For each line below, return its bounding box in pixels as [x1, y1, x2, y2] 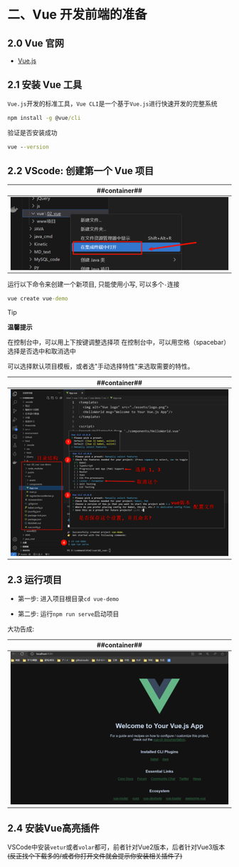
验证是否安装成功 [7, 128, 58, 136]
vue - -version [7, 143, 50, 151]
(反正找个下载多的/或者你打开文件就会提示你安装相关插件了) [7, 851, 183, 860]
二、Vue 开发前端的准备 [7, 6, 147, 23]
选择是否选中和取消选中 [7, 347, 76, 355]
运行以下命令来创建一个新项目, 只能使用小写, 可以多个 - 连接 [7, 280, 180, 289]
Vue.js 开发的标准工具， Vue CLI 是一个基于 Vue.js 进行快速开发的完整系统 [7, 99, 218, 108]
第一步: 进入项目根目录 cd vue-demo [17, 594, 119, 603]
